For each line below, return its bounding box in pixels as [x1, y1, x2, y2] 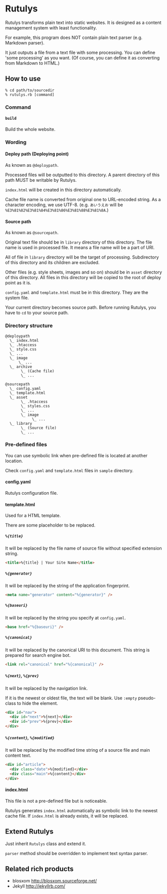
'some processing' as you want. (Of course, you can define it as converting [5, 54, 160, 60]
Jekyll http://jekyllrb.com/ [12, 883, 66, 889]
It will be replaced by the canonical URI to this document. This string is [5, 647, 150, 653]
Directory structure [5, 322, 53, 329]
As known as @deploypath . [5, 162, 59, 168]
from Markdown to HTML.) [5, 60, 60, 66]
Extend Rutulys [5, 827, 54, 836]
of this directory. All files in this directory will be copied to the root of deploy [5, 275, 161, 281]
